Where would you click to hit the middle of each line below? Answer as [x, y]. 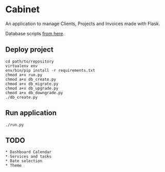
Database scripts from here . [35, 33]
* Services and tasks [29, 157]
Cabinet [23, 9]
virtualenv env [22, 66]
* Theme [14, 166]
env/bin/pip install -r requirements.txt [50, 70]
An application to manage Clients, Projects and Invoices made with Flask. [83, 24]
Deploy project [30, 50]
